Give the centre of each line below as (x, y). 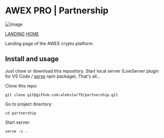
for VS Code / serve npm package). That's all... (53, 76)
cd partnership (21, 113)
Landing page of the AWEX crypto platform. (49, 43)
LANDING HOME (22, 34)
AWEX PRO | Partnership (57, 11)
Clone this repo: (21, 86)
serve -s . (16, 131)
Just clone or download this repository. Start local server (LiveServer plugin (82, 71)
